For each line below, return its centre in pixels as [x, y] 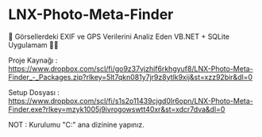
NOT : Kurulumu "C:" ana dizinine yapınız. [77, 124]
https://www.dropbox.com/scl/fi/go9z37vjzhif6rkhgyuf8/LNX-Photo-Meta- [131, 68]
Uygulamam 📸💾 [33, 44]
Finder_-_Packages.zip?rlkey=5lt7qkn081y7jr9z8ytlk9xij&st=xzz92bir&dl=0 [130, 77]
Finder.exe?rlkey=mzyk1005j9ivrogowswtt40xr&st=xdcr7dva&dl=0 [117, 109]
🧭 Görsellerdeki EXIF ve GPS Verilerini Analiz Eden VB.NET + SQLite [119, 36]
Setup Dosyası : [34, 92]
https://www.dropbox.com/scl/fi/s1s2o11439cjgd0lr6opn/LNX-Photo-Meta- [131, 101]
